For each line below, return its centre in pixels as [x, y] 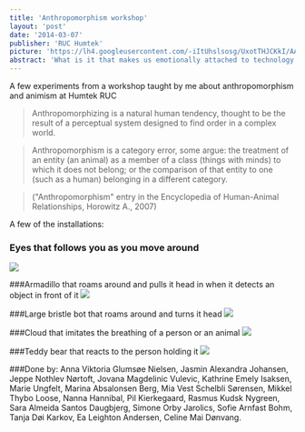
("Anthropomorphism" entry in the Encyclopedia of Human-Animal [155, 197]
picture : [26, 52]
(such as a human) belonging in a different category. [130, 179]
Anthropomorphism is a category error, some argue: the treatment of [160, 150]
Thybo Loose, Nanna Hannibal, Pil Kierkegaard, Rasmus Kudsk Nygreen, [145, 398]
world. [44, 132]
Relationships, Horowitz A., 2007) [94, 206]
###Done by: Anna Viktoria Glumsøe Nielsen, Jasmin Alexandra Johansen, [149, 369]
